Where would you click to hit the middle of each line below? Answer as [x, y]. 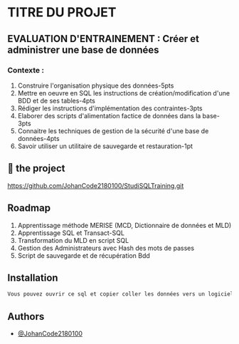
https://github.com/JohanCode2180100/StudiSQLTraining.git [96, 185]
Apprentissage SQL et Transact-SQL [71, 233]
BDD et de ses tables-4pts [57, 100]
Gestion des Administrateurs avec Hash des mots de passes [106, 248]
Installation [33, 277]
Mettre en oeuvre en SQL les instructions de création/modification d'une [123, 93]
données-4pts [38, 138]
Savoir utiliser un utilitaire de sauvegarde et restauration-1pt [105, 146]
